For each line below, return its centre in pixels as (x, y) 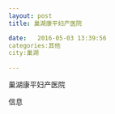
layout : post (30, 16)
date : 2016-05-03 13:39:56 (57, 38)
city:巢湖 (23, 53)
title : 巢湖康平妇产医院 (45, 23)
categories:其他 (34, 45)
